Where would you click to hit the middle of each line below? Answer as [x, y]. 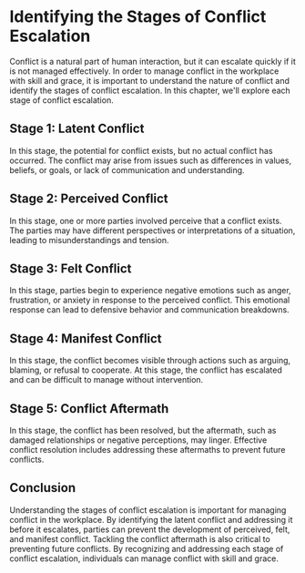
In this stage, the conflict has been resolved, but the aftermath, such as [143, 430]
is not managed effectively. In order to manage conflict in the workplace [144, 71]
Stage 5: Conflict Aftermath [89, 409]
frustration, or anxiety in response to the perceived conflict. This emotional [150, 300]
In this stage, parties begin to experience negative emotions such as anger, [150, 291]
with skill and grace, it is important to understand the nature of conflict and [149, 80]
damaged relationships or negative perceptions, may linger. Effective [138, 440]
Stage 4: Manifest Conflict [86, 338]
